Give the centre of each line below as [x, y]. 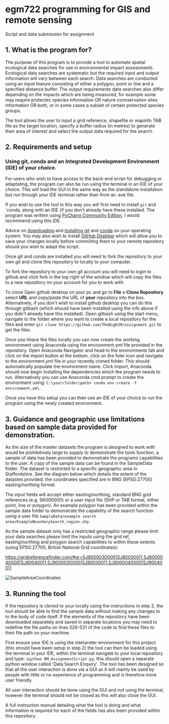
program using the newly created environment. [54, 403]
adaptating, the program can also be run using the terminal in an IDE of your [84, 184]
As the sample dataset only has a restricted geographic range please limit [82, 531]
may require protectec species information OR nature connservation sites [81, 100]
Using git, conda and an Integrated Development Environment [82, 161]
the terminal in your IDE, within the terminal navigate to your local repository [84, 653]
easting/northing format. [31, 485]
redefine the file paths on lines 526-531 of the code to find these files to [80, 627]
